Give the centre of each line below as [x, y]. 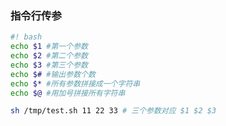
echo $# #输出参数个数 [53, 74]
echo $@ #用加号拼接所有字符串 [68, 93]
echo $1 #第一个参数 [49, 47]
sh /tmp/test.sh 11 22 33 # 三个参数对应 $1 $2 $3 [113, 111]
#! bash [26, 37]
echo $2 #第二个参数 [49, 56]
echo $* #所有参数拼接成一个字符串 [75, 83]
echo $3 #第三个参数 [49, 65]
